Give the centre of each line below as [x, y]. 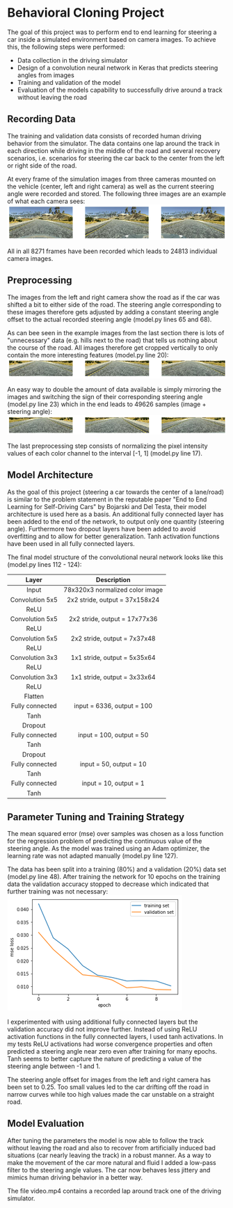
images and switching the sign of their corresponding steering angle [105, 396]
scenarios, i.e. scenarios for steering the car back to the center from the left [116, 158]
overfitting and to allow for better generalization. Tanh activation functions [113, 536]
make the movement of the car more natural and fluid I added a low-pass [112, 1162]
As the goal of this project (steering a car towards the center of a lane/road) [116, 492]
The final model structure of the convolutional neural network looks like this [115, 557]
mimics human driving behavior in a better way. [75, 1177]
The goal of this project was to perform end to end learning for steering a [112, 32]
